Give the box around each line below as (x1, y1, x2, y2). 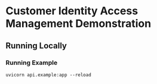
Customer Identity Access (5, 4, 138, 18)
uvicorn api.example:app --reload (5, 71, 92, 78)
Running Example (5, 58, 58, 67)
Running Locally (5, 41, 67, 51)
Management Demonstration (5, 17, 152, 30)
